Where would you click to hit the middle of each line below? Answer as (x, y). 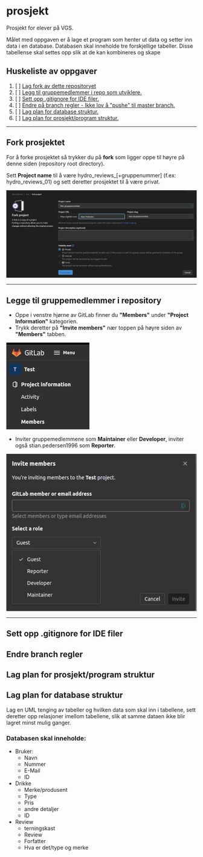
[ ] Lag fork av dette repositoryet (56, 86)
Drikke (23, 783)
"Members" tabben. (40, 334)
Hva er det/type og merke (56, 848)
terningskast (40, 829)
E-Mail (32, 771)
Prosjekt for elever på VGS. (40, 28)
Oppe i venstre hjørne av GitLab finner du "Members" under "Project (102, 315)
